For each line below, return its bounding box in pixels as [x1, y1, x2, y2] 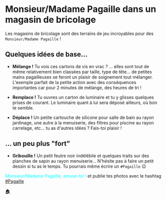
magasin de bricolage [5, 14, 96, 25]
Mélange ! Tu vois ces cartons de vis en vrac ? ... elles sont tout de [12, 63, 150, 69]
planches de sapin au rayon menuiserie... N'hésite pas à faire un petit [12, 158, 154, 164]
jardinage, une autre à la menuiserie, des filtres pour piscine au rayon [12, 119, 154, 125]
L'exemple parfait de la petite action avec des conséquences [12, 79, 136, 85]
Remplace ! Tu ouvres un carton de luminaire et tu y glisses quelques [12, 94, 154, 100]
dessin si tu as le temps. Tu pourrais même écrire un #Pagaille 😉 [12, 163, 147, 169]
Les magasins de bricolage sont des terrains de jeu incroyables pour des [5, 30, 154, 36]
